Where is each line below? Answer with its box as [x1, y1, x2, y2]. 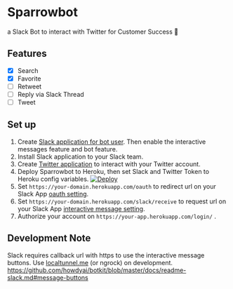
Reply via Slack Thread [17, 90, 84, 98]
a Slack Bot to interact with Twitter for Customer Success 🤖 [7, 27, 179, 36]
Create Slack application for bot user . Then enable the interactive [17, 137, 206, 146]
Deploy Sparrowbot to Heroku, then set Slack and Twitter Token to [17, 167, 209, 175]
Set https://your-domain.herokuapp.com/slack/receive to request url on [17, 197, 227, 206]
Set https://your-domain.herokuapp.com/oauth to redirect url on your [17, 182, 216, 190]
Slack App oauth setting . [17, 189, 89, 198]
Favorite [17, 74, 41, 83]
